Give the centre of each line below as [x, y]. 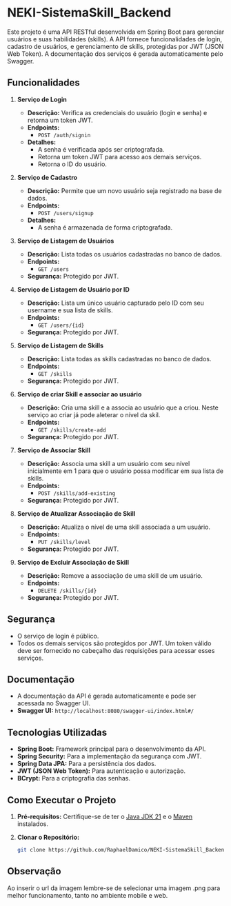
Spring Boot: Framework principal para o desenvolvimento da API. [111, 749]
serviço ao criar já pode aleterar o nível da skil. [94, 414]
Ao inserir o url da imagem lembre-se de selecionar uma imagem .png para [114, 888]
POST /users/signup [66, 213]
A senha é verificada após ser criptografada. [101, 149]
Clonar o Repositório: [48, 837]
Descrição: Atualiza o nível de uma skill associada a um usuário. [119, 527]
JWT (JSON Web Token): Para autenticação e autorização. [101, 771]
